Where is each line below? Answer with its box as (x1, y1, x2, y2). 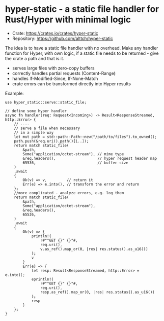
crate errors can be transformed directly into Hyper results (12, 80, 131, 87)
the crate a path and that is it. (5, 55, 65, 61)
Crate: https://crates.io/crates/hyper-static (12, 30, 99, 36)
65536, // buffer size (23, 160, 129, 165)
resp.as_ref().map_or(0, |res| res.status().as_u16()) (40, 289, 155, 294)
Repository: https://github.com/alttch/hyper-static (12, 36, 113, 41)
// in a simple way (14, 130, 54, 135)
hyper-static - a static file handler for (5, 3, 159, 15)
